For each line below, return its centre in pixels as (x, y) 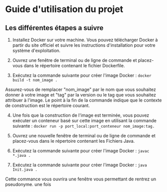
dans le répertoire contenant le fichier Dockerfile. (74, 66)
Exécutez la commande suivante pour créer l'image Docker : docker (82, 75)
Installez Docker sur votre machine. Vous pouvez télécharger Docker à (85, 40)
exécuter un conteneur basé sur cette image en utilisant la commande (84, 121)
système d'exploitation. (36, 51)
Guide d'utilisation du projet (64, 9)
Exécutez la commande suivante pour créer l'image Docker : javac (81, 151)
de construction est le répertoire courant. (47, 106)
